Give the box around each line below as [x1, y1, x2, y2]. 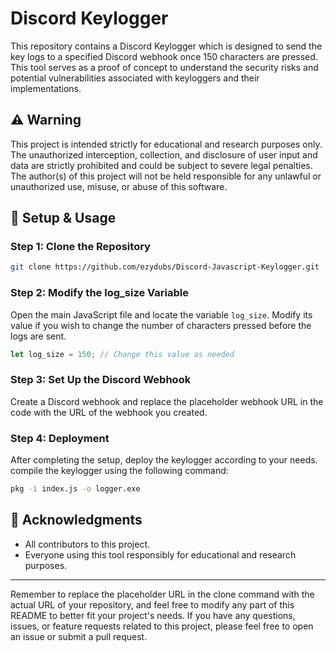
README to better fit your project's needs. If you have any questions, [10, 609, 296, 621]
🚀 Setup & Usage [10, 210, 117, 227]
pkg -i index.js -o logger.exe [10, 484, 141, 494]
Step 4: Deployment [10, 431, 110, 445]
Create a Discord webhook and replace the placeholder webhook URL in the [10, 395, 324, 407]
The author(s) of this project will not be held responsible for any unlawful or [10, 170, 322, 182]
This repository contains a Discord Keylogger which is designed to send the [10, 40, 323, 52]
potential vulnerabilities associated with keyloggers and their [10, 72, 260, 84]
